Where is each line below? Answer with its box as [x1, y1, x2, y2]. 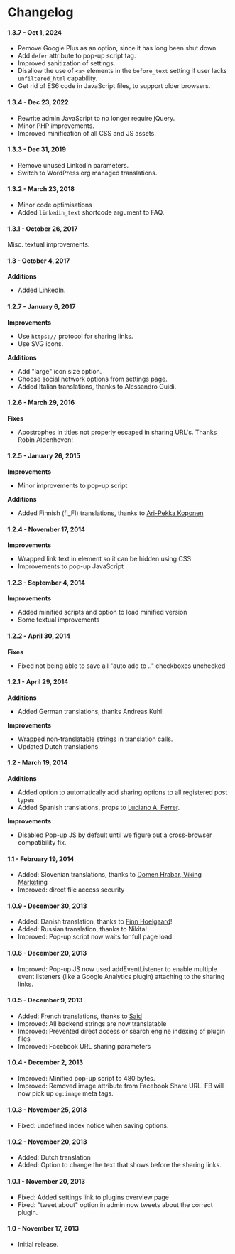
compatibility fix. [17, 838, 67, 847]
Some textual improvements [17, 615, 100, 624]
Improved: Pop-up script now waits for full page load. [17, 932, 174, 941]
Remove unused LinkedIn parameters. [17, 161, 129, 169]
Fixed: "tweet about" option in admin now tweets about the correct [17, 1200, 213, 1209]
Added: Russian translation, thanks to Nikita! [17, 925, 148, 934]
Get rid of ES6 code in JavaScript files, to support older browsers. [17, 82, 211, 90]
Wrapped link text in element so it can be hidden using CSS [17, 555, 192, 563]
